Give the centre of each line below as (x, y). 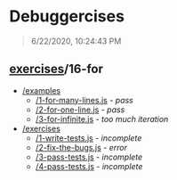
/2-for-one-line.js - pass (80, 110)
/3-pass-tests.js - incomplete (89, 157)
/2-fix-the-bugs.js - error (81, 147)
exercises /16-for (56, 69)
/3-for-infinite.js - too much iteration (102, 119)
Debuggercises (67, 16)
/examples (41, 90)
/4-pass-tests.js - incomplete (89, 166)
